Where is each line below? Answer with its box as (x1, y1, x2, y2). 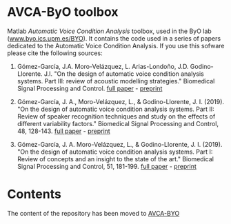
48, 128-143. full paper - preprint (17, 127, 110, 135)
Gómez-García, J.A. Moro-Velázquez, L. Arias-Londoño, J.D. (17, 62, 189, 70)
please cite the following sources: (7, 49, 103, 57)
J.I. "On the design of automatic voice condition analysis (43, 70, 205, 78)
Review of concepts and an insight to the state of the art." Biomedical (17, 154, 214, 163)
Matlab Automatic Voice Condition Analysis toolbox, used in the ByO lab (7, 27, 212, 35)
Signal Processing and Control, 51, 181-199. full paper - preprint (17, 162, 197, 170)
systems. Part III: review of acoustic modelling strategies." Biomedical (17, 77, 215, 85)
